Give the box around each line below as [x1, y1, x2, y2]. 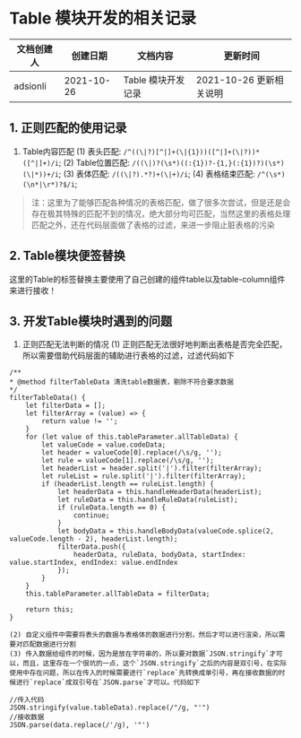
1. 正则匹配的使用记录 [9, 120, 127, 135]
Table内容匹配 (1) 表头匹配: [21, 145, 122, 157]
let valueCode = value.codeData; [41, 440, 167, 449]
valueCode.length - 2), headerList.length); [9, 534, 178, 543]
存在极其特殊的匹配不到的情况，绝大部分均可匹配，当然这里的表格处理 [30, 208, 291, 219]
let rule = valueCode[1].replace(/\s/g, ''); [41, 456, 215, 465]
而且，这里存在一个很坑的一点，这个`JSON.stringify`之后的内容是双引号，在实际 [21, 659, 288, 668]
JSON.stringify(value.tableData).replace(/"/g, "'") [9, 703, 211, 713]
